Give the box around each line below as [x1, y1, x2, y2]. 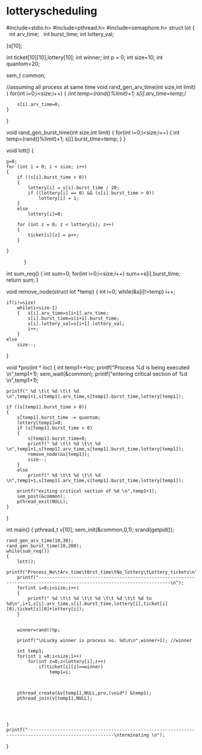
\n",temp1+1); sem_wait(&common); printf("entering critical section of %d [6, 370, 188, 377]
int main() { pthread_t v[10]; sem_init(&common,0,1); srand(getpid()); [6, 526, 174, 533]
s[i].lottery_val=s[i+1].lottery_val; [28, 320, 125, 327]
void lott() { [6, 147, 34, 154]
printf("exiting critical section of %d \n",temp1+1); [17, 488, 158, 494]
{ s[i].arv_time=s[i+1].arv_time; [17, 310, 109, 316]
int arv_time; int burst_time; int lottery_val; [8, 30, 114, 37]
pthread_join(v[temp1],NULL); [17, 695, 93, 701]
